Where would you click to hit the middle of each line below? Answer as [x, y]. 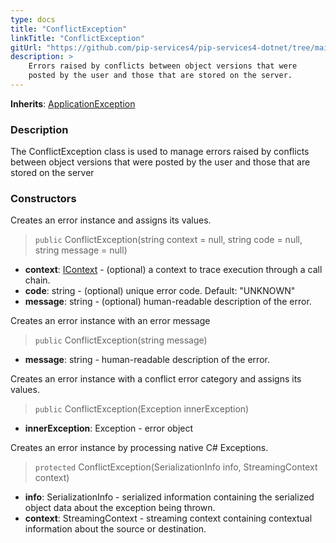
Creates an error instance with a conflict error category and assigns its [156, 379]
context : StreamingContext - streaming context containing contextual [168, 518]
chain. [37, 280]
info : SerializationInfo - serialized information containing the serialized [169, 497]
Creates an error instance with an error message [110, 321]
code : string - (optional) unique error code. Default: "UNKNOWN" [160, 291]
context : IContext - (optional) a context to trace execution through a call [173, 270]
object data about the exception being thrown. [120, 508]
